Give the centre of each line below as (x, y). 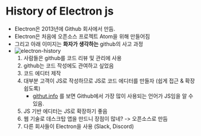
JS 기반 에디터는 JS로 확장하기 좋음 (65, 111)
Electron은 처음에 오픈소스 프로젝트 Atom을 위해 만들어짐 (82, 36)
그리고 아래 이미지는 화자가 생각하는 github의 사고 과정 (79, 44)
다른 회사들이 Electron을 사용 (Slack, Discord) (79, 126)
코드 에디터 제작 (42, 73)
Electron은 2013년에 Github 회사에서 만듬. (65, 29)
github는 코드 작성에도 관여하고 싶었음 (69, 66)
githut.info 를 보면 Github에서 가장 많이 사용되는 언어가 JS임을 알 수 (113, 96)
